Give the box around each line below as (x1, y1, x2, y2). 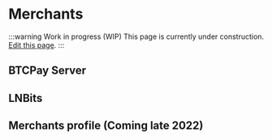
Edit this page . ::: (8, 40, 65, 49)
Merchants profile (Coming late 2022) (8, 119, 204, 133)
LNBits (8, 91, 43, 105)
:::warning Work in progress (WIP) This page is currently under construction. (8, 32, 265, 41)
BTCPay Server (8, 64, 87, 78)
